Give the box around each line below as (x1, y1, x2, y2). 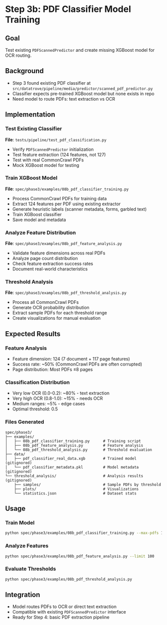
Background (5, 67, 44, 75)
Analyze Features (5, 542, 49, 549)
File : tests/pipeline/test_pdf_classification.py (5, 136, 107, 142)
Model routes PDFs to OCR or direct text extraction (12, 604, 117, 610)
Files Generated (5, 418, 45, 425)
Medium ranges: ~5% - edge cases (12, 401, 85, 407)
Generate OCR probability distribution (12, 305, 89, 311)
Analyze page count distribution (12, 255, 78, 261)
